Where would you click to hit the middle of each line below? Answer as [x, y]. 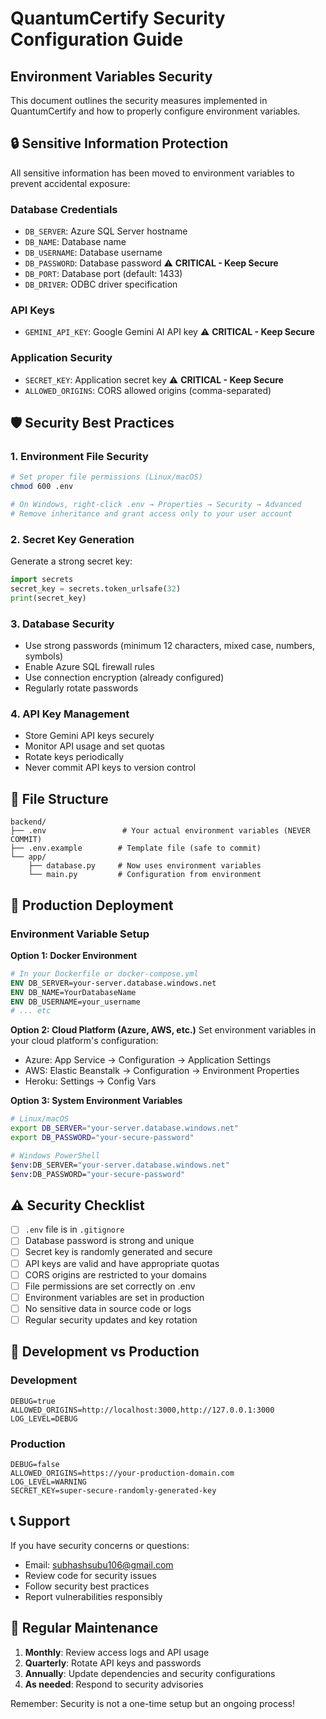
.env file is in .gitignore [74, 1229]
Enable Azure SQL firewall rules [89, 667]
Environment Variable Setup [80, 934]
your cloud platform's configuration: [84, 1041]
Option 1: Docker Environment [74, 955]
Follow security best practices [87, 1586]
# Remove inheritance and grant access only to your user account [151, 514]
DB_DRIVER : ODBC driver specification [101, 284]
